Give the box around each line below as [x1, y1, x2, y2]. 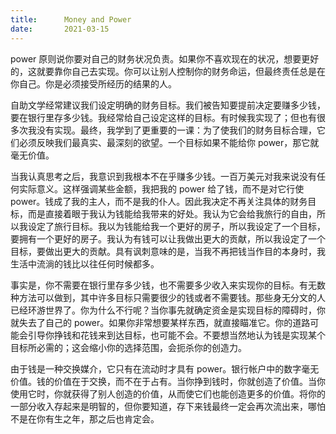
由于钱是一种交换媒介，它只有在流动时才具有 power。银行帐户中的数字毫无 [10, 362, 320, 375]
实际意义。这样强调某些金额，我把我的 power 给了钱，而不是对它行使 [18, 182, 305, 195]
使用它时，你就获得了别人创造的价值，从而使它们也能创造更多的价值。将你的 [10, 387, 326, 400]
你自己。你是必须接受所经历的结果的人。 [10, 77, 177, 90]
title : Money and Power [10, 14, 132, 25]
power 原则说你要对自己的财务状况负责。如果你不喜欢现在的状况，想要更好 [10, 52, 320, 65]
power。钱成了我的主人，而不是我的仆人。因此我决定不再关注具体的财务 [10, 195, 308, 207]
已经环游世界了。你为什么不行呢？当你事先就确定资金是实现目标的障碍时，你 [10, 304, 326, 316]
